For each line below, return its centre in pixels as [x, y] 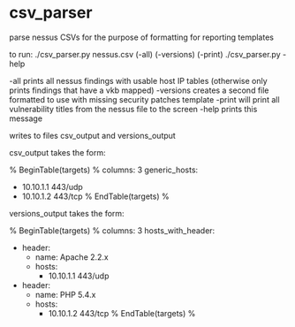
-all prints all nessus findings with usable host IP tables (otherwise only [138, 80]
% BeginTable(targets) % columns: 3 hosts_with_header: [112, 230]
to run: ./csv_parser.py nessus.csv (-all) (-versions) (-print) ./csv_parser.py [145, 54]
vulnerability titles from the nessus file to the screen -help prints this [133, 109]
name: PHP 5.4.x [65, 294]
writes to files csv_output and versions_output [93, 135]
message [26, 118]
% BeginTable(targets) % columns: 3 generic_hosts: [104, 170]
